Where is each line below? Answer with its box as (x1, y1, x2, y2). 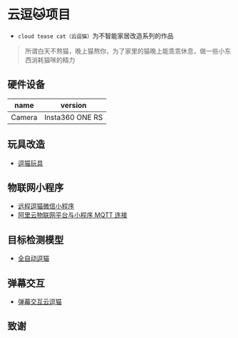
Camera (11, 112, 38, 122)
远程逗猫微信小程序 (17, 202, 75, 211)
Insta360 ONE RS (44, 112, 103, 122)
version (60, 100, 87, 110)
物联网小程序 (7, 182, 64, 194)
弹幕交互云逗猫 (17, 297, 62, 306)
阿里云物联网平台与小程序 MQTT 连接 (17, 211, 128, 219)
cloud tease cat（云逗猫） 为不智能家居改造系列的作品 (17, 31, 174, 40)
